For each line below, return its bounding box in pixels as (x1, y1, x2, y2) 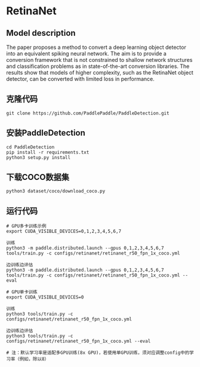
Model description (6, 28, 76, 38)
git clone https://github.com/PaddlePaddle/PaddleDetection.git (6, 110, 170, 116)
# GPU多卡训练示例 (6, 223, 47, 229)
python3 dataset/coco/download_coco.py (6, 188, 106, 194)
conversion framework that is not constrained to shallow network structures (6, 57, 193, 63)
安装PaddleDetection (6, 128, 85, 138)
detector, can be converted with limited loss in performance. (6, 76, 155, 82)
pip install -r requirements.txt (6, 149, 90, 155)
